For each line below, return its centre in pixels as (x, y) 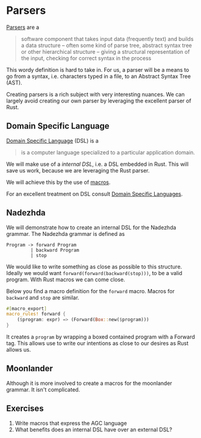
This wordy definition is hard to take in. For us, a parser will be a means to (98, 69)
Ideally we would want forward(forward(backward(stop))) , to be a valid (94, 273)
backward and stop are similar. (43, 297)
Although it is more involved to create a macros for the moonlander (89, 383)
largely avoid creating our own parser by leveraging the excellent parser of (99, 101)
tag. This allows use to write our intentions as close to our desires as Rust (97, 343)
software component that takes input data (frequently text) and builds (107, 39)
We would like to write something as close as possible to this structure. (94, 267)
